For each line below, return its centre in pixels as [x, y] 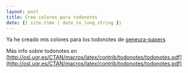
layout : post [22, 12]
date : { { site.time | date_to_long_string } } [64, 23]
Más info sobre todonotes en [42, 51]
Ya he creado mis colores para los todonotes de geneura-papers [86, 40]
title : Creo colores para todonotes [52, 17]
